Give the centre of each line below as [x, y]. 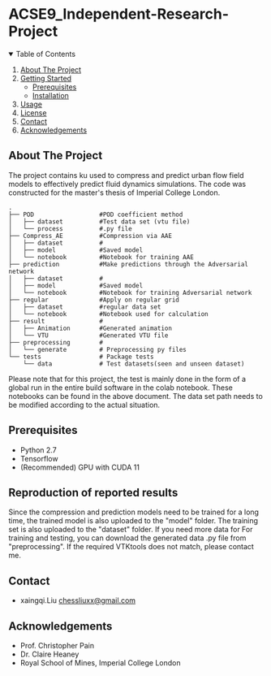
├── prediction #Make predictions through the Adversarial [129, 264]
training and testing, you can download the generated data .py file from [127, 538]
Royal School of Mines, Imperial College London [100, 663]
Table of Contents [45, 54]
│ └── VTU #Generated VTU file [88, 335]
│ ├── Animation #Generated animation [90, 328]
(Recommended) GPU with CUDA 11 [80, 467]
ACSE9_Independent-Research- [119, 14]
